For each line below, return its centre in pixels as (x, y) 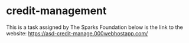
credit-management (56, 11)
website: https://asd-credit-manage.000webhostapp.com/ (77, 33)
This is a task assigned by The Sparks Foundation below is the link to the (94, 27)
